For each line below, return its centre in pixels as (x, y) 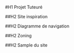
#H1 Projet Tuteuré (24, 7)
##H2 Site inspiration (26, 16)
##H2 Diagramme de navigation (37, 26)
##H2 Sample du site (26, 45)
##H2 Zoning (18, 36)
